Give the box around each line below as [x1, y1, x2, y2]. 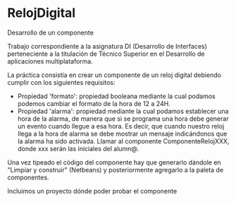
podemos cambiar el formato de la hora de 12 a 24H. [17, 99, 170, 107]
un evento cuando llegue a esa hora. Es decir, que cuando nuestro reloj [17, 121, 225, 130]
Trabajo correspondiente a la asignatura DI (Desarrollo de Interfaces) [7, 42, 208, 50]
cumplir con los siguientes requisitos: [7, 78, 116, 86]
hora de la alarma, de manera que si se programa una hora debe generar [17, 114, 229, 123]
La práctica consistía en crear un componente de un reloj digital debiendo [7, 71, 222, 79]
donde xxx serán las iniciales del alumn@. [17, 144, 139, 153]
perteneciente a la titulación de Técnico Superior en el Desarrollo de [7, 49, 205, 58]
